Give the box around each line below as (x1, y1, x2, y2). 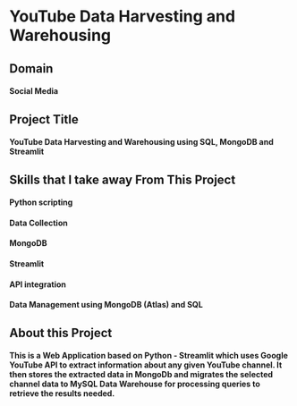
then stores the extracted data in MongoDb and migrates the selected (9, 369, 274, 380)
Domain (9, 61, 54, 76)
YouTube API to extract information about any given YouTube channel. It (9, 359, 283, 370)
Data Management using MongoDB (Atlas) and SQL (9, 300, 203, 310)
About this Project (9, 325, 113, 341)
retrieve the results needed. (9, 388, 115, 399)
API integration (9, 279, 67, 290)
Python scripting (9, 197, 73, 207)
